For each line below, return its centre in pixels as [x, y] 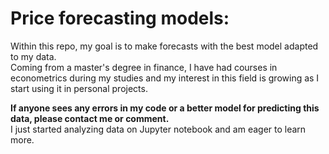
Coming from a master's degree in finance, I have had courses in [144, 67]
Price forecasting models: [120, 18]
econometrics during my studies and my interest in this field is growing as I [165, 78]
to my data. [33, 56]
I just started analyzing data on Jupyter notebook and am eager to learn [158, 129]
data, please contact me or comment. [90, 118]
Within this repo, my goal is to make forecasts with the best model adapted [164, 46]
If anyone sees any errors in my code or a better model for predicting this [165, 108]
